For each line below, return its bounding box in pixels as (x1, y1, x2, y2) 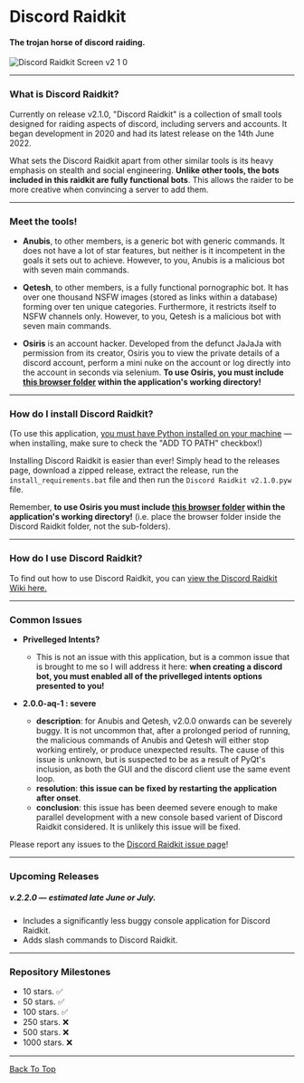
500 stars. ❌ (22, 1027, 70, 1038)
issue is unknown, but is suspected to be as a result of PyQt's (35, 753, 266, 764)
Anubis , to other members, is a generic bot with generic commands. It (22, 235, 285, 246)
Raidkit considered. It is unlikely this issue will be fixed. (35, 821, 242, 832)
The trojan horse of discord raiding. (9, 36, 146, 47)
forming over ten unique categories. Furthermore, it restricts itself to (22, 301, 277, 311)
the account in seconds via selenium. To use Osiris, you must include (22, 367, 284, 378)
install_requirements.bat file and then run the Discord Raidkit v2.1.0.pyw (9, 474, 292, 485)
